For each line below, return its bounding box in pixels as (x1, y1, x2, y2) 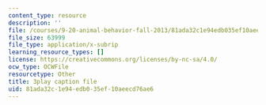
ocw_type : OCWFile (8, 63, 69, 71)
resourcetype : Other (8, 70, 77, 78)
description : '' (8, 19, 62, 27)
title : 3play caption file (8, 77, 97, 85)
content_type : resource (8, 11, 87, 20)
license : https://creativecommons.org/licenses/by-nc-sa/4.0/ (8, 56, 218, 64)
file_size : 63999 (8, 33, 66, 42)
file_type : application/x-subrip (8, 41, 119, 49)
